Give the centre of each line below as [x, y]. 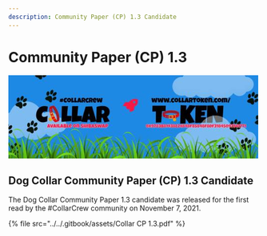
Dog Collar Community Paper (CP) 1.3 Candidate [131, 181]
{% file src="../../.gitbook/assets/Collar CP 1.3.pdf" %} [97, 224]
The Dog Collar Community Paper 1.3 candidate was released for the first [129, 200]
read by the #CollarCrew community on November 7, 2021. [105, 208]
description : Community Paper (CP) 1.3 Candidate [93, 17]
